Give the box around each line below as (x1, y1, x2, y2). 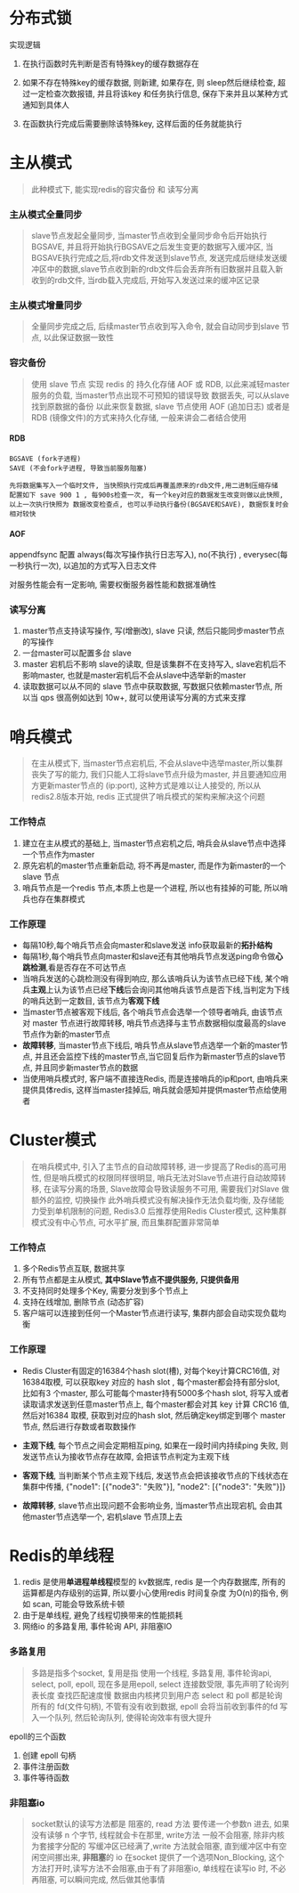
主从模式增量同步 (9, 299, 83, 312)
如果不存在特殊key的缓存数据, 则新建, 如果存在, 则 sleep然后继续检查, (21, 77, 276, 87)
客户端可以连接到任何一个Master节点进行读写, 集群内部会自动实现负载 (21, 1308, 279, 1319)
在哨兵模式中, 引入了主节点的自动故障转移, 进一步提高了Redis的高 (30, 1161, 271, 1172)
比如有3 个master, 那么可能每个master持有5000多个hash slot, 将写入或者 (21, 1387, 289, 1398)
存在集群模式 (37, 893, 85, 904)
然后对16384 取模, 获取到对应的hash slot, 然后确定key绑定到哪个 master (21, 1410, 287, 1420)
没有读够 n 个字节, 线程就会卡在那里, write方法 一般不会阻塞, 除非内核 (30, 1830, 285, 1840)
